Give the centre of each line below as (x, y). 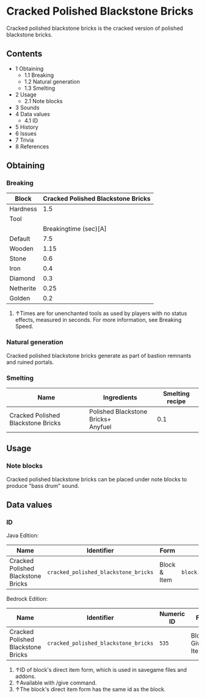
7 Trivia (24, 140)
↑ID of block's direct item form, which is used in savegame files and (101, 670)
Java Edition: (23, 536)
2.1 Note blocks (43, 101)
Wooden (21, 249)
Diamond (22, 278)
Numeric (172, 614)
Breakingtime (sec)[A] (75, 229)
